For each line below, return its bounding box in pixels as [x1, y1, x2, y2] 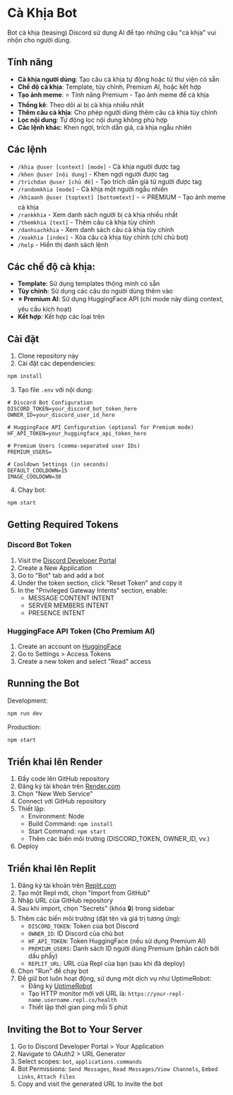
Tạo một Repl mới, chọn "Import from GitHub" [17, 889, 150, 897]
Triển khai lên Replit [7, 862, 97, 874]
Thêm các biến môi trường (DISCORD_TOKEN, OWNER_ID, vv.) [28, 835, 210, 843]
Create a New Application [17, 563, 92, 572]
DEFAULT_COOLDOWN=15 [7, 467, 68, 474]
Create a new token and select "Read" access [17, 657, 152, 665]
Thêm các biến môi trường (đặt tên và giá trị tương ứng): [17, 914, 181, 923]
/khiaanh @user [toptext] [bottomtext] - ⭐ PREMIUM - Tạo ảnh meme [17, 193, 226, 201]
